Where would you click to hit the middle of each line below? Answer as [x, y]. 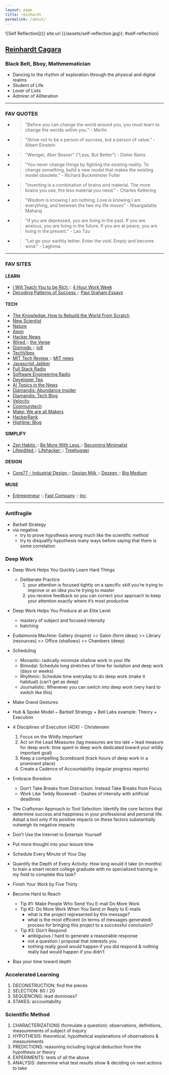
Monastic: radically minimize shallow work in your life [75, 660]
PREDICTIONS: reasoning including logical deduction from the [77, 1047]
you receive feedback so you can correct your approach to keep [94, 595]
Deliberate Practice [40, 580]
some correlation [37, 546]
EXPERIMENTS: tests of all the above [51, 1057]
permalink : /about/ [26, 19]
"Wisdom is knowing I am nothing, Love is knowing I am [83, 200]
